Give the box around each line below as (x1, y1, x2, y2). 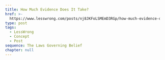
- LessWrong (9, 30, 34, 34)
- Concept (9, 34, 29, 39)
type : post (5, 20, 27, 26)
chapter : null (5, 47, 34, 52)
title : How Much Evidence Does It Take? (5, 7, 89, 12)
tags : (5, 25, 16, 30)
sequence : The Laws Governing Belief (5, 43, 82, 48)
